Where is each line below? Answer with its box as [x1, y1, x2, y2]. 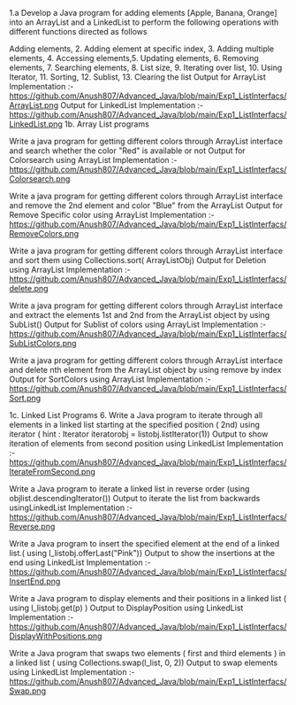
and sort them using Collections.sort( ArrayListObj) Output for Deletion [9, 255, 267, 265]
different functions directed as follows [9, 27, 148, 36]
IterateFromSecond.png [9, 467, 95, 476]
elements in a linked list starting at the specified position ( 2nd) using [9, 420, 261, 430]
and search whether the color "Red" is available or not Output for [9, 145, 246, 156]
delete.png [9, 283, 49, 293]
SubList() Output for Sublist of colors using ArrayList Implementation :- [9, 319, 267, 329]
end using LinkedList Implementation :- [9, 557, 152, 568]
